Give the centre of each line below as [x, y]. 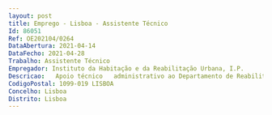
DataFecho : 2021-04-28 [47, 53]
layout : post [30, 16]
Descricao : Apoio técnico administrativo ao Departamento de [121, 76]
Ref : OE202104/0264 [41, 38]
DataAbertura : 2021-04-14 [52, 46]
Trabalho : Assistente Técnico [59, 62]
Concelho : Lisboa [38, 91]
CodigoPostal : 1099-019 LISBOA [61, 83]
